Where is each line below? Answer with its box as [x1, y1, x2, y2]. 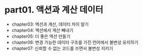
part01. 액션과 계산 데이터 [4, 4, 103, 15]
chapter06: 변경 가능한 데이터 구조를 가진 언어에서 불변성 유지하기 [11, 39, 139, 45]
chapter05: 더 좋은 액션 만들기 [11, 33, 71, 39]
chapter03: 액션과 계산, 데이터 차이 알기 [11, 21, 89, 27]
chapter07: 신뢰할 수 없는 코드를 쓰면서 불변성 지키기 [11, 45, 113, 51]
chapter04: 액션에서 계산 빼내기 [11, 27, 74, 33]
